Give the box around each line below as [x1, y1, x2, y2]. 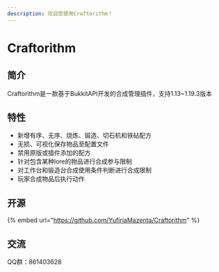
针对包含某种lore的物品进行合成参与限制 [17, 157, 132, 166]
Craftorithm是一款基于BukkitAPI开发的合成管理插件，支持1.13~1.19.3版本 [7, 89, 212, 97]
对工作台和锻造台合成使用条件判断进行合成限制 [17, 166, 152, 175]
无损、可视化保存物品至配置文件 [17, 140, 109, 148]
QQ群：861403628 [7, 258, 62, 266]
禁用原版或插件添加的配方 [17, 149, 91, 157]
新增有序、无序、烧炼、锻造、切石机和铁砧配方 [17, 131, 152, 140]
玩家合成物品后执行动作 [17, 175, 85, 183]
